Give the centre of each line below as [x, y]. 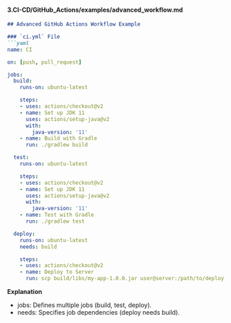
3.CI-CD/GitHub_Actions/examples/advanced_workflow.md [95, 10]
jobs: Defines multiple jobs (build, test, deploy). [84, 305]
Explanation [25, 292]
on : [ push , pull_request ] [44, 62]
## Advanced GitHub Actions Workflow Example [74, 24]
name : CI [20, 49]
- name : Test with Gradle [57, 215]
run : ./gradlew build [57, 145]
